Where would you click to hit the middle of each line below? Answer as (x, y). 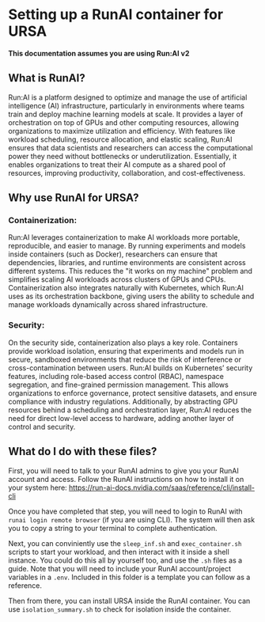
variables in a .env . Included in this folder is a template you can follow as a (129, 577)
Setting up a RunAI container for (116, 15)
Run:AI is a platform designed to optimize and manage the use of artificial (128, 97)
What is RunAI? (47, 78)
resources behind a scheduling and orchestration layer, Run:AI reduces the (130, 410)
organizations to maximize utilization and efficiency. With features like (122, 131)
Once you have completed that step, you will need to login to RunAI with (125, 511)
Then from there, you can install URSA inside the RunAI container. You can (129, 601)
